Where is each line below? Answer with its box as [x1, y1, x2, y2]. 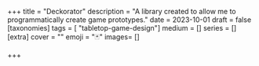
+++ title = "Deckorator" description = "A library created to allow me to [7, 7, 236, 16]
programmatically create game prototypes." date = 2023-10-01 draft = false [7, 15, 252, 24]
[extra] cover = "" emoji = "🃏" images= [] [7, 32, 140, 42]
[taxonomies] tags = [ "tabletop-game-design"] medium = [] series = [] [7, 24, 237, 32]
